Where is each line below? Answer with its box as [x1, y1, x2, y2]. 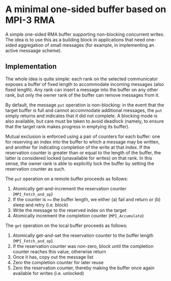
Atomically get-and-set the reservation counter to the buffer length [12, 232, 154, 238]
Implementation [5, 62, 57, 71]
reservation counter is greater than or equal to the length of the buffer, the [5, 149, 161, 156]
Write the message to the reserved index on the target [12, 207, 127, 213]
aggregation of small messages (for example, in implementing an [18, 42, 155, 48]
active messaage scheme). [5, 47, 62, 53]
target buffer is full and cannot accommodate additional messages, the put [5, 107, 162, 113]
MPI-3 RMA [5, 14, 55, 26]
